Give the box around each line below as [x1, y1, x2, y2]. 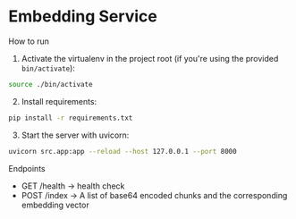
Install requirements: [21, 96, 97, 106]
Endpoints [8, 163, 46, 173]
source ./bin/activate [8, 80, 93, 88]
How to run [8, 36, 50, 46]
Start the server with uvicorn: [21, 130, 130, 140]
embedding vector [21, 199, 90, 210]
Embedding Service [8, 6, 157, 27]
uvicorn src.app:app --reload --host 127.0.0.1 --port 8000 [8, 147, 238, 156]
